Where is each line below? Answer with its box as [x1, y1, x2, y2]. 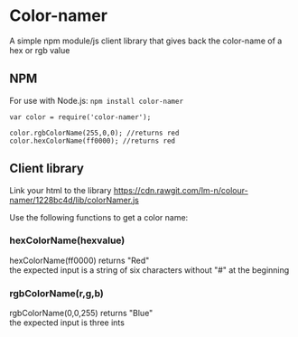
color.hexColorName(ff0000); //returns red [9, 136, 176, 145]
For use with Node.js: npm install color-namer [9, 95, 183, 106]
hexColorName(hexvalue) [9, 234, 126, 247]
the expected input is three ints [9, 317, 125, 328]
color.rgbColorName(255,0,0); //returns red [9, 128, 180, 137]
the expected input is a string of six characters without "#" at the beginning [9, 264, 290, 276]
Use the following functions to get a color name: [9, 211, 189, 222]
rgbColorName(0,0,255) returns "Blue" [9, 308, 154, 319]
